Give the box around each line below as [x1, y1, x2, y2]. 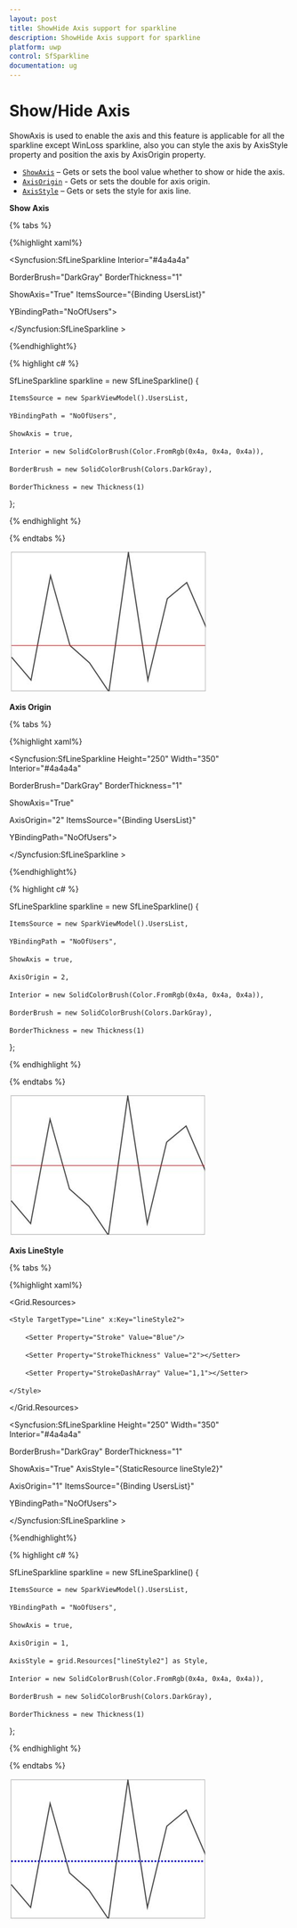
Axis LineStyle [9, 1245, 64, 1255]
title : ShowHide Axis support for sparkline [9, 23, 177, 33]
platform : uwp [9, 43, 62, 52]
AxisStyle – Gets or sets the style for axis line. [21, 185, 191, 196]
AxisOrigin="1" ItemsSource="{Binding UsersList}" [9, 1480, 195, 1491]
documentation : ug [9, 61, 77, 70]
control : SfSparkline [9, 52, 90, 61]
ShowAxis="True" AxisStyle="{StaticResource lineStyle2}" [9, 1463, 224, 1474]
